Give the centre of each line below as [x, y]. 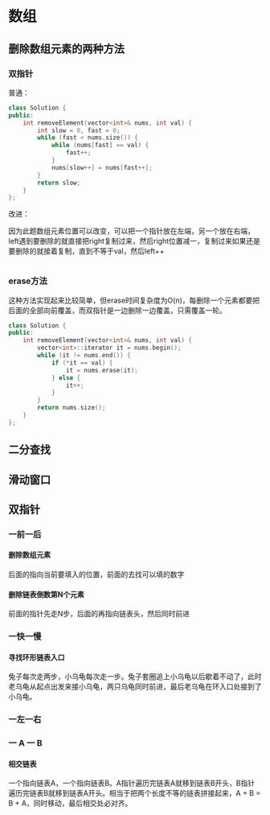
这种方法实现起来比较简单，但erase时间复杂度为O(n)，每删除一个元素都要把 [134, 300]
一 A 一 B [25, 743]
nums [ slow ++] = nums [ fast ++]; [102, 167]
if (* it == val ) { [82, 363]
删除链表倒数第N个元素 [46, 594]
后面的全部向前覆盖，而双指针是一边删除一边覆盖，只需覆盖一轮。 [117, 310]
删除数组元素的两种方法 [66, 49]
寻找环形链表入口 [37, 657]
